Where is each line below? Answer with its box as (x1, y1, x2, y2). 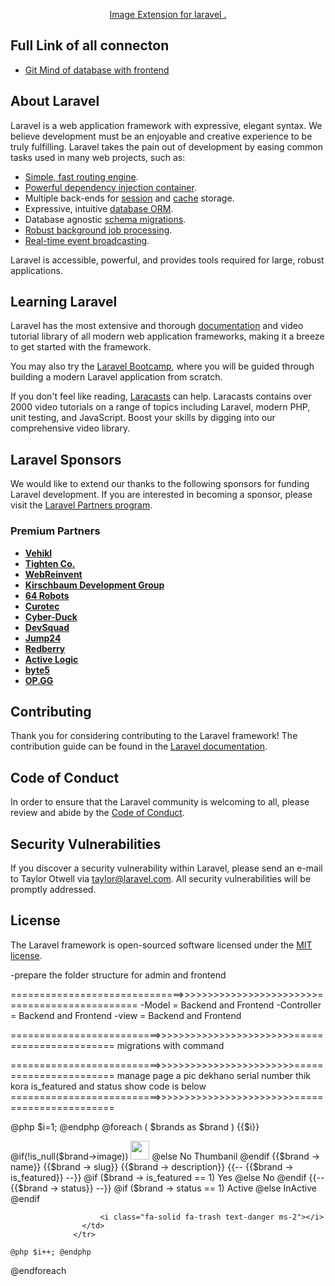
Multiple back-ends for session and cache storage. (24, 192, 235, 204)
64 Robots (24, 589, 70, 601)
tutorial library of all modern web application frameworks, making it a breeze (10, 330, 325, 343)
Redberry (24, 642, 66, 654)
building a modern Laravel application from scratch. (10, 371, 223, 383)
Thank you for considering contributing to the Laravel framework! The (10, 730, 298, 742)
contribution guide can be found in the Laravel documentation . (10, 740, 268, 753)
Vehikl (24, 547, 53, 559)
